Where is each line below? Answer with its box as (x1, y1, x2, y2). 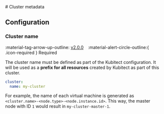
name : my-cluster (9, 84, 46, 89)
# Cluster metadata (5, 4, 45, 9)
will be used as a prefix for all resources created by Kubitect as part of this (5, 64, 160, 70)
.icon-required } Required (5, 50, 57, 56)
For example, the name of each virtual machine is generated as (5, 93, 134, 99)
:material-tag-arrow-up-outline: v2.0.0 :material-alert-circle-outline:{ (5, 44, 149, 50)
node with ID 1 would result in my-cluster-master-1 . (5, 103, 111, 110)
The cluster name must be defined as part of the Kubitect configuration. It (5, 59, 157, 65)
